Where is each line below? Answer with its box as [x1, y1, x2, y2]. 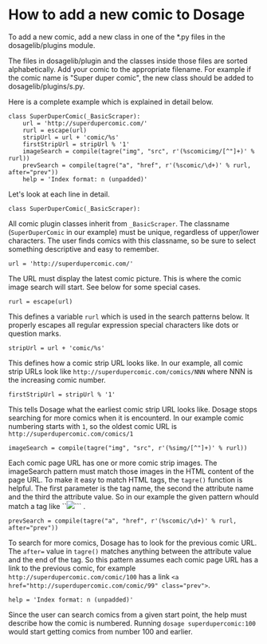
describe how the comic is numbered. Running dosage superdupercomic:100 [8, 618, 257, 628]
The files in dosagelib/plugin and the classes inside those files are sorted [8, 56, 249, 66]
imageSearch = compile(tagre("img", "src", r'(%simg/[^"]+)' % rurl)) [8, 443, 248, 452]
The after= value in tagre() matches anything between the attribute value [8, 546, 252, 556]
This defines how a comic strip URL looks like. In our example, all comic [8, 358, 243, 368]
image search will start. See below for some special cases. [8, 282, 201, 292]
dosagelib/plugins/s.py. [8, 81, 85, 91]
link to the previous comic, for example [8, 563, 136, 573]
